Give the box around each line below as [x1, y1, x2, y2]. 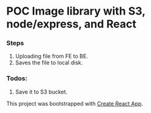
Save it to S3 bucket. [15, 88, 68, 95]
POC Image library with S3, [6, 4, 145, 18]
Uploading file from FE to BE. [15, 53, 89, 60]
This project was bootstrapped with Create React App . [6, 100, 144, 107]
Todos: [6, 74, 28, 83]
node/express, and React [6, 17, 136, 31]
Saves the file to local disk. [15, 59, 83, 66]
